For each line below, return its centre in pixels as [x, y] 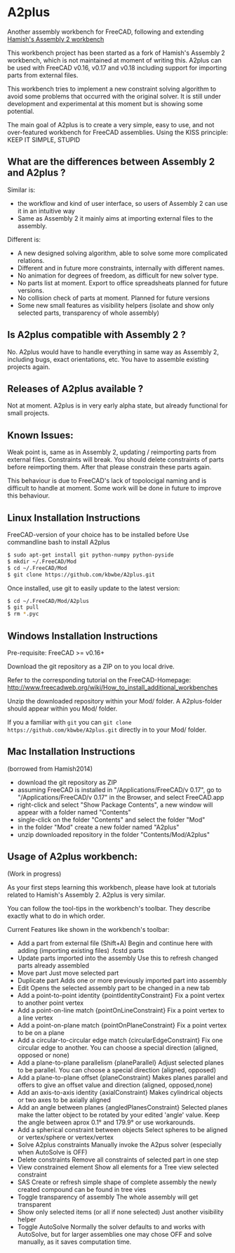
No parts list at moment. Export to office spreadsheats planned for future [123, 283]
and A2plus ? [36, 173]
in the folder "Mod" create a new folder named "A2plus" [98, 827]
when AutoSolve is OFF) [52, 1152]
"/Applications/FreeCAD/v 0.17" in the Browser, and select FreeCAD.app [121, 797]
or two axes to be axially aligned [64, 1100]
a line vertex [35, 1018]
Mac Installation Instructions [71, 752]
